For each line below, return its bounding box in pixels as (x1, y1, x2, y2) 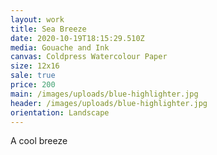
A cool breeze (10, 135, 68, 147)
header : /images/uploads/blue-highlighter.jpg (10, 98, 208, 108)
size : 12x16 (10, 61, 60, 71)
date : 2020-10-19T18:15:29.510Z (10, 33, 145, 43)
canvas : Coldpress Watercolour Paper (10, 52, 168, 62)
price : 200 (10, 80, 56, 90)
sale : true (10, 71, 56, 81)
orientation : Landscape (10, 107, 110, 118)
